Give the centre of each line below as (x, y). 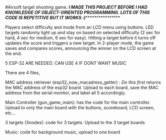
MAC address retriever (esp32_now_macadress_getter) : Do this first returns (83, 82)
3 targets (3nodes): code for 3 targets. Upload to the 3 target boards (75, 122)
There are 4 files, (23, 73)
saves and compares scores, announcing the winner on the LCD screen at (81, 48)
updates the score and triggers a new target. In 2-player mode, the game (80, 43)
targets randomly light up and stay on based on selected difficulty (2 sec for (83, 32)
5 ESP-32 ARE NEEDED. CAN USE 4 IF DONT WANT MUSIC (66, 63)
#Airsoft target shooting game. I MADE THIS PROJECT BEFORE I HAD (76, 7)
